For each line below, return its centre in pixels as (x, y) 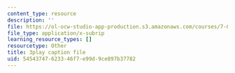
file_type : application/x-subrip (56, 33)
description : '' (31, 20)
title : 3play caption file (47, 53)
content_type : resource (42, 14)
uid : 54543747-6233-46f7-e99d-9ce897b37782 (72, 59)
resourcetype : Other (37, 46)
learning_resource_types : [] (50, 40)
